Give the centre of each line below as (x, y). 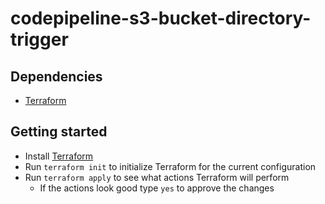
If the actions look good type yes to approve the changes (157, 188)
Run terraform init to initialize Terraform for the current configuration (170, 166)
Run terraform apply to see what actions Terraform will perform (157, 177)
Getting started (59, 132)
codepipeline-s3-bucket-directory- (161, 18)
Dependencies (56, 76)
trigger (39, 39)
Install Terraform (59, 156)
